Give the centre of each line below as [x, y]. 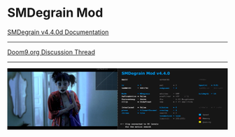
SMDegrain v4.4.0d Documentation [58, 32]
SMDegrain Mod [55, 13]
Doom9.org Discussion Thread [51, 52]
